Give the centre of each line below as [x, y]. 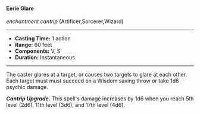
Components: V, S [37, 51]
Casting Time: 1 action [43, 39]
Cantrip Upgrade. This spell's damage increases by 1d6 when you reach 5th [100, 99]
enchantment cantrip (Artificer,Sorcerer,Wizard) [65, 21]
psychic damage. [27, 87]
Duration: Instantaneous [45, 58]
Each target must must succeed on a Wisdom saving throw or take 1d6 [93, 81]
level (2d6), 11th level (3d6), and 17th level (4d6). [66, 105]
